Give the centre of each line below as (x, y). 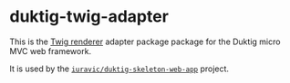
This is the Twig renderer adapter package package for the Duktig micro (145, 41)
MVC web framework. (51, 51)
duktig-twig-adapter (89, 17)
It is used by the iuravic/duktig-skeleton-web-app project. (119, 69)
